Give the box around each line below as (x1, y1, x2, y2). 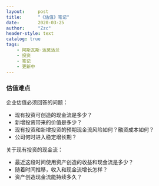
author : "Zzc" (6, 25, 51, 31)
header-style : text (6, 31, 54, 37)
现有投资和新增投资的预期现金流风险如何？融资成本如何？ (14, 126, 154, 133)
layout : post (6, 8, 49, 15)
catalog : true (6, 36, 41, 42)
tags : (6, 42, 19, 48)
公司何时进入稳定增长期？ (14, 133, 77, 141)
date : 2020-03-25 (6, 19, 65, 25)
